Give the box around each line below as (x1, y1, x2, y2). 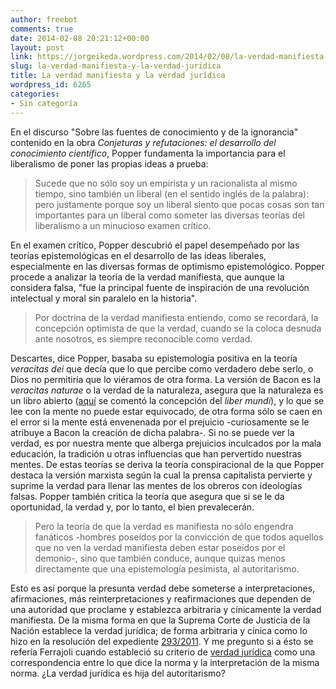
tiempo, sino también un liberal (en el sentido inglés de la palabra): (34, 187, 310, 200)
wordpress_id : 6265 (10, 80, 92, 90)
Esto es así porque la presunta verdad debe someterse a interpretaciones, (10, 582, 316, 594)
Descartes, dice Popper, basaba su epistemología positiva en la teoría (10, 352, 298, 364)
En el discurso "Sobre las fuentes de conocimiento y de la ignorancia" (10, 126, 299, 138)
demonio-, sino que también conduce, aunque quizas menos (34, 552, 286, 564)
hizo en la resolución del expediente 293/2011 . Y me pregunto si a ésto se (10, 635, 314, 647)
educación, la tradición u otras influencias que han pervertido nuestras (10, 447, 302, 460)
